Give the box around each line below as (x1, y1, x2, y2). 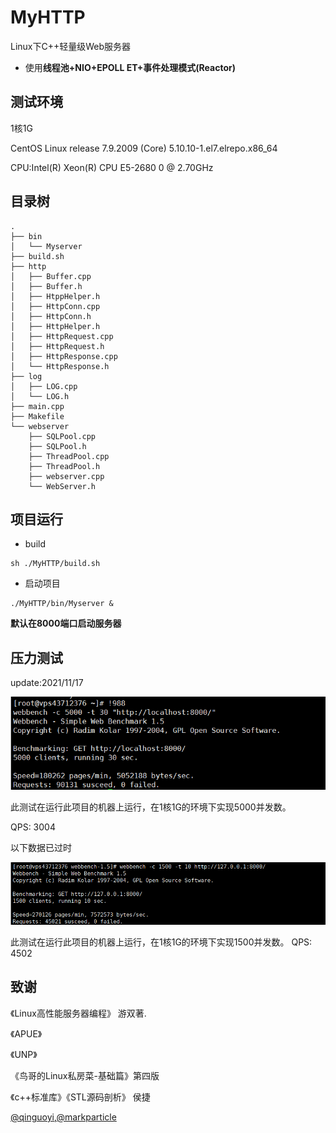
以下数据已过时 (10, 842, 72, 854)
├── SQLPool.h (28, 441, 87, 451)
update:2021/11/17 (10, 677, 84, 689)
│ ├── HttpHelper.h (10, 321, 101, 331)
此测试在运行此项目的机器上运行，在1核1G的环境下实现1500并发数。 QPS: (10, 936, 313, 948)
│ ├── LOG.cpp (10, 381, 78, 391)
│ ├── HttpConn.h (10, 311, 92, 321)
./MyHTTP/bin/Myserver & (10, 599, 114, 609)
